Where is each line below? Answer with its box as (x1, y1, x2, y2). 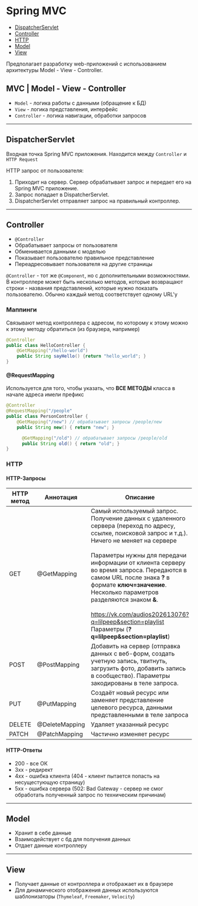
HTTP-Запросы (6, 475, 46, 482)
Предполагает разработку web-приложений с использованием (6, 60, 167, 67)
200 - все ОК (14, 759, 48, 767)
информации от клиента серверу (90, 558, 186, 567)
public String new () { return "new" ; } (16, 424, 115, 430)
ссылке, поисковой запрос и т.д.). (90, 529, 188, 537)
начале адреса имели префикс (6, 391, 84, 398)
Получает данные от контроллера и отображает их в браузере (14, 881, 174, 888)
